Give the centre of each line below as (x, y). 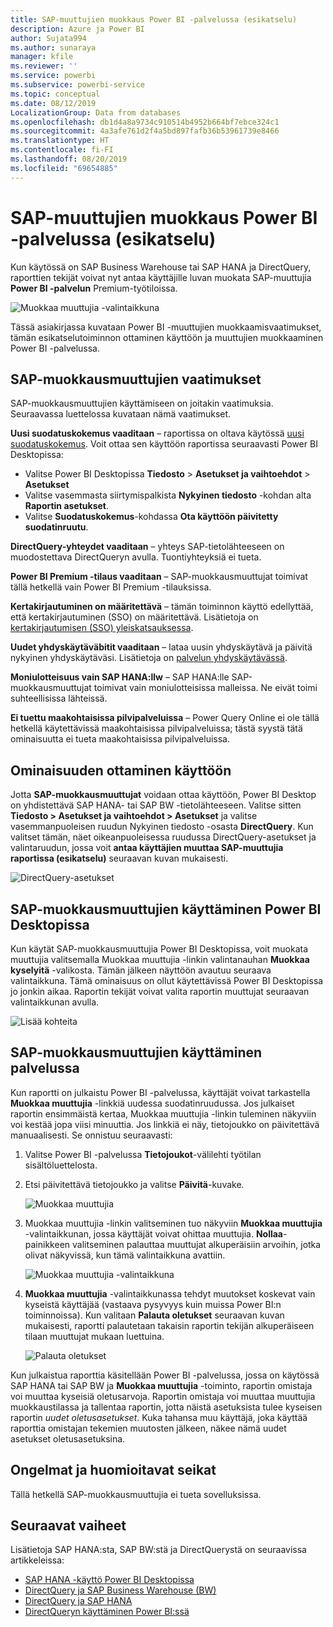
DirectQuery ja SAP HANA (78, 1601)
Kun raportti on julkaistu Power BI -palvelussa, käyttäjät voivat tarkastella (160, 1092)
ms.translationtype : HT (60, 141)
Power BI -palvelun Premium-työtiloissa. (94, 288)
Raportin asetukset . (67, 506)
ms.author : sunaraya (53, 47)
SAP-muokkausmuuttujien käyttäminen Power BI (166, 909)
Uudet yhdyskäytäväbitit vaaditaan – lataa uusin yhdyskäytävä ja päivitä (161, 647)
